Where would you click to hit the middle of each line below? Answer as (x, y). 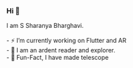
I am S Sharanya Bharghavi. (45, 26)
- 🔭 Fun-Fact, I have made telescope (58, 58)
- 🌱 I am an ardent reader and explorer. (61, 50)
